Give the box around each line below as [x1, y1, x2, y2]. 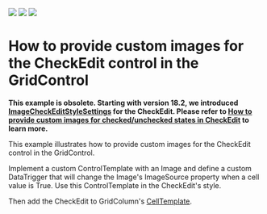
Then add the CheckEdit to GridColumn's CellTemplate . [8, 196, 192, 206]
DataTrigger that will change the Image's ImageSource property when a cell [8, 172, 260, 182]
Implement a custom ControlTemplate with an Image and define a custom [8, 163, 252, 173]
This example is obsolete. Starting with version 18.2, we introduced [8, 98, 239, 107]
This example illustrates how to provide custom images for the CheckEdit [8, 139, 252, 149]
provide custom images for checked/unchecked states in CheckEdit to [8, 115, 250, 124]
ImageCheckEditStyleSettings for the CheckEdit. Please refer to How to [8, 106, 252, 116]
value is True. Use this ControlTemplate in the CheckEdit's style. [8, 180, 222, 190]
